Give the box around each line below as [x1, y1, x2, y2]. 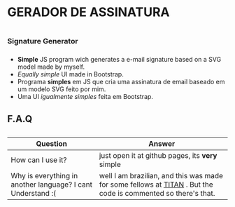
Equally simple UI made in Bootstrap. [17, 70, 124, 79]
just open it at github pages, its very [99, 151, 218, 161]
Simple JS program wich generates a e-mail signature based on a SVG [17, 55, 222, 64]
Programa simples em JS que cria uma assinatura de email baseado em [17, 78, 225, 86]
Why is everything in [10, 171, 78, 181]
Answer [148, 139, 176, 149]
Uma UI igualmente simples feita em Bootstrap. [17, 93, 154, 101]
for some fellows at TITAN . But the [99, 180, 213, 189]
